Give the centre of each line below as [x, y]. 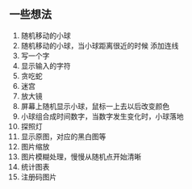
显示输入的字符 [46, 65]
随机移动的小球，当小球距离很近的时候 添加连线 [100, 45]
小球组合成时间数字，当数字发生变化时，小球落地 [102, 116]
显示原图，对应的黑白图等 [63, 136]
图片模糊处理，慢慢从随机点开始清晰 [81, 157]
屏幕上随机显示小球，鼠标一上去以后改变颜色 [95, 106]
